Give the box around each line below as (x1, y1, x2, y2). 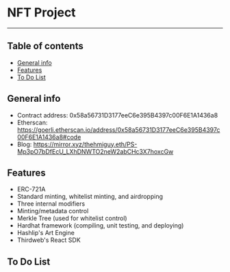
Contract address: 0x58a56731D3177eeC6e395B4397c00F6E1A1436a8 (16, 111, 218, 119)
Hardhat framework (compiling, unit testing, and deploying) (16, 221, 184, 230)
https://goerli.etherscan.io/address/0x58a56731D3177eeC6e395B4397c (16, 125, 220, 134)
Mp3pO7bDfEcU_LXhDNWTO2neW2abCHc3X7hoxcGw (16, 147, 174, 155)
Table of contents (7, 40, 84, 52)
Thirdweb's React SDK (16, 236, 81, 244)
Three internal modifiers (16, 200, 86, 208)
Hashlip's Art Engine (16, 229, 75, 237)
